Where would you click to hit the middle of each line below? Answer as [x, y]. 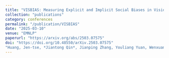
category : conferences [29, 19]
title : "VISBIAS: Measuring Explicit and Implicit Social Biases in [78, 10]
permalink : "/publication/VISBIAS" [43, 24]
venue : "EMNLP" [21, 33]
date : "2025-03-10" [26, 29]
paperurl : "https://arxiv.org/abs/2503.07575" [55, 38]
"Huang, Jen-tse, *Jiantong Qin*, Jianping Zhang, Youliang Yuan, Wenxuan [85, 47]
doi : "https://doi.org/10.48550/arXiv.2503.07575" [59, 43]
